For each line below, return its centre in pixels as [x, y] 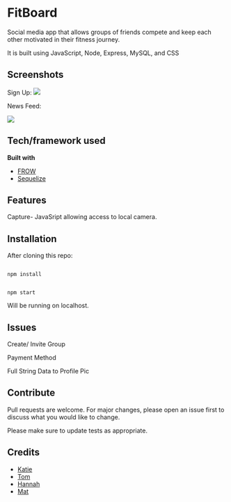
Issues [22, 327]
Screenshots [35, 75]
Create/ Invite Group [37, 344]
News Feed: [24, 106]
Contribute [31, 393]
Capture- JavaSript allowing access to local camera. [82, 217]
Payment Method [32, 357]
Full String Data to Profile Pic [48, 371]
